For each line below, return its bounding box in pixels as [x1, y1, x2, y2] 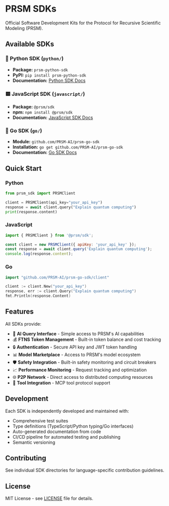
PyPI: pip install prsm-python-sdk [12, 72, 87, 78]
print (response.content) [5, 209, 58, 214]
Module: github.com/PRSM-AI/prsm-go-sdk [12, 139, 100, 145]
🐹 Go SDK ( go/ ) [5, 127, 42, 134]
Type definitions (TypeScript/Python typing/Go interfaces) [12, 423, 134, 429]
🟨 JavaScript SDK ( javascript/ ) [5, 90, 85, 97]
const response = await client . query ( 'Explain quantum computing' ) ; [5, 247, 152, 252]
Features [5, 307, 34, 316]
